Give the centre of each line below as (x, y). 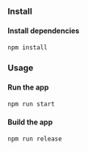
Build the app (30, 122)
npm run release (35, 139)
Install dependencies (44, 31)
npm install (27, 48)
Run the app (28, 87)
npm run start (31, 104)
